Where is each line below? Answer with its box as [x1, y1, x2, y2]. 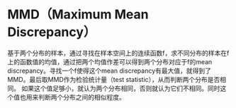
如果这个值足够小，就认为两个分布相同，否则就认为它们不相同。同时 [21, 84, 220, 92]
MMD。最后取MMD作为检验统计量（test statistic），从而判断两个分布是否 [7, 75, 220, 83]
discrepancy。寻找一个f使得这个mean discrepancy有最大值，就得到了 [7, 66, 211, 75]
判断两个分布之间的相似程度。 [38, 92, 125, 101]
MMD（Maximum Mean [7, 6, 149, 23]
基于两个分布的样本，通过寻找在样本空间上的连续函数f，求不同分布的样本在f [7, 49, 230, 57]
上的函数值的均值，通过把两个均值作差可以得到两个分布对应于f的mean [7, 57, 213, 66]
